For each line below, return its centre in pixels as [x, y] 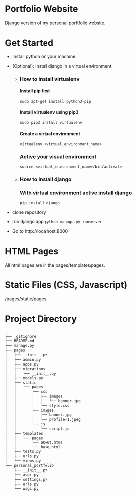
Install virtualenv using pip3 [49, 112]
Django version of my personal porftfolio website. [55, 23]
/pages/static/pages [26, 299]
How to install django [46, 179]
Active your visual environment [58, 157]
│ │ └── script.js [37, 429]
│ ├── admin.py [23, 359]
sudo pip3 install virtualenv [51, 123]
